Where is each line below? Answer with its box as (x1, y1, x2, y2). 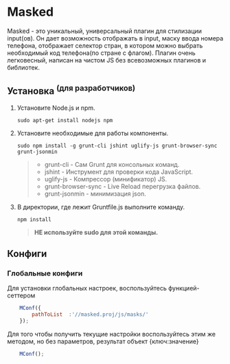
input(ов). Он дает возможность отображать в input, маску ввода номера (7, 34, 224, 42)
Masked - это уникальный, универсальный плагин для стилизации (7, 27, 203, 35)
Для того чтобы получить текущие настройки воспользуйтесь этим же (7, 330, 216, 339)
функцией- (168, 284, 200, 293)
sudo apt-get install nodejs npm (16, 117, 113, 124)
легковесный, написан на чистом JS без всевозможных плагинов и (7, 56, 207, 64)
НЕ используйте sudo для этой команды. (34, 228, 159, 236)
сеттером (7, 291, 36, 299)
